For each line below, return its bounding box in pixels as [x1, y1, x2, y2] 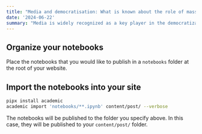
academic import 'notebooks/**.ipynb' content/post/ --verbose [6, 103, 168, 109]
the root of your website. [6, 64, 67, 72]
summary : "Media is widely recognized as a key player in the [6, 20, 165, 26]
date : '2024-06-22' [6, 14, 55, 20]
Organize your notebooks [6, 42, 104, 52]
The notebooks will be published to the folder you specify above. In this [6, 114, 183, 121]
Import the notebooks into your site [6, 82, 141, 92]
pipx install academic [6, 98, 63, 104]
